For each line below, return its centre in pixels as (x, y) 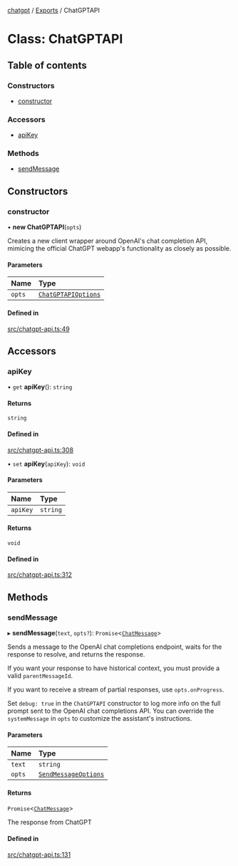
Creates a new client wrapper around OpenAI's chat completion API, (108, 241)
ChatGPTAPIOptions (69, 294)
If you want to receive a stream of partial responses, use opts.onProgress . (116, 689)
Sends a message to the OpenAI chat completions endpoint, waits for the (115, 647)
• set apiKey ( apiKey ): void (46, 464)
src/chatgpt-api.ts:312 (40, 575)
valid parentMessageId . (40, 675)
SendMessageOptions (71, 774)
